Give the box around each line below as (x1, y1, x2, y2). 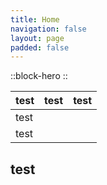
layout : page (10, 33, 65, 43)
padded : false (10, 42, 70, 53)
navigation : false (10, 24, 87, 34)
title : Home (10, 14, 60, 25)
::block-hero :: (10, 70, 68, 82)
